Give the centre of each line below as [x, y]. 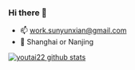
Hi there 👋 [28, 13]
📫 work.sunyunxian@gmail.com [73, 30]
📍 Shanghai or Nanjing [57, 42]
